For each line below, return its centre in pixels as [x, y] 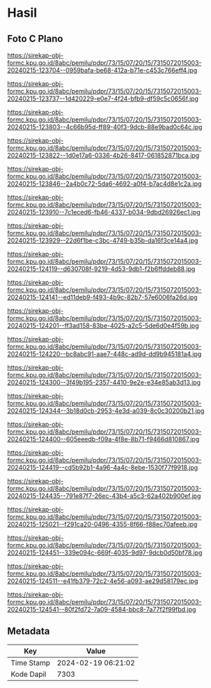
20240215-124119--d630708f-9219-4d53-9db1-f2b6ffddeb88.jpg [101, 269]
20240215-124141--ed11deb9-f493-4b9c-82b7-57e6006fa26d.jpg [102, 297]
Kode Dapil [29, 674]
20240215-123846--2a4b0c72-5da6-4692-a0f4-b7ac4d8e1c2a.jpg [104, 184]
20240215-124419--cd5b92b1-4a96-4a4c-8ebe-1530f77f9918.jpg [103, 467]
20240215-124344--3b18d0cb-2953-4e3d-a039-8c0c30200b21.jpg [106, 411]
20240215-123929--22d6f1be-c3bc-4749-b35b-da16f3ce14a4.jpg [103, 240]
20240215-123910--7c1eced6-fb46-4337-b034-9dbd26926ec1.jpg [104, 212]
